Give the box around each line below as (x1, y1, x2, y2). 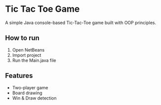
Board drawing (12, 90, 43, 96)
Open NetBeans (12, 47, 45, 52)
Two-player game (12, 84, 48, 90)
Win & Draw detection (12, 95, 57, 101)
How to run (5, 34, 40, 42)
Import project (12, 52, 41, 58)
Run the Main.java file (12, 57, 57, 63)
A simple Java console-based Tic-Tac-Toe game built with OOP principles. (5, 20, 157, 26)
